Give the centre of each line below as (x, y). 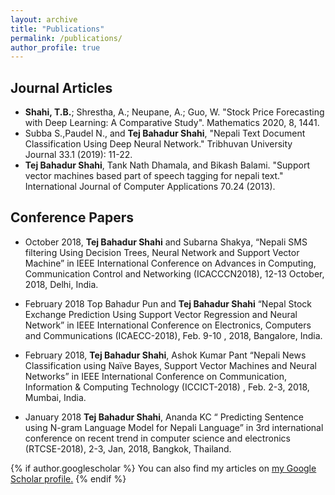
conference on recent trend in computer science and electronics (157, 438)
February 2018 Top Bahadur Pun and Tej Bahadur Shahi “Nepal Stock (168, 303)
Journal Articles (61, 87)
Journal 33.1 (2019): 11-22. (78, 155)
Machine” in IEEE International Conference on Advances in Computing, (170, 263)
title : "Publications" (57, 29)
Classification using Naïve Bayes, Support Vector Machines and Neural (170, 365)
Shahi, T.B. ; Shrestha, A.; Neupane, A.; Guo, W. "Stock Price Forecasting (174, 112)
